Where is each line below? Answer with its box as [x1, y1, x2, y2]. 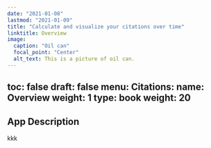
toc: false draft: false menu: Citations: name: [7, 81, 205, 93]
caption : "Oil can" [13, 42, 70, 49]
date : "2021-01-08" [7, 10, 64, 17]
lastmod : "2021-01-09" [7, 17, 73, 24]
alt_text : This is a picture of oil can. [13, 56, 135, 63]
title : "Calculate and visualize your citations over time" [7, 23, 185, 30]
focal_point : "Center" [13, 49, 79, 56]
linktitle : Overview [7, 29, 67, 37]
